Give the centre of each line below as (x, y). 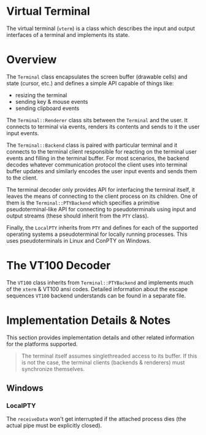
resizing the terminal (41, 95)
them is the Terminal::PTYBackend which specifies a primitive (83, 202)
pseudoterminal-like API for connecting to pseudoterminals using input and (101, 209)
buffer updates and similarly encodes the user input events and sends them (102, 171)
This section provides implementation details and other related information (101, 337)
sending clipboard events (47, 108)
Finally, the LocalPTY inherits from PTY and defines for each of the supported (102, 227)
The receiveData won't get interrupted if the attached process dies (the (96, 419)
